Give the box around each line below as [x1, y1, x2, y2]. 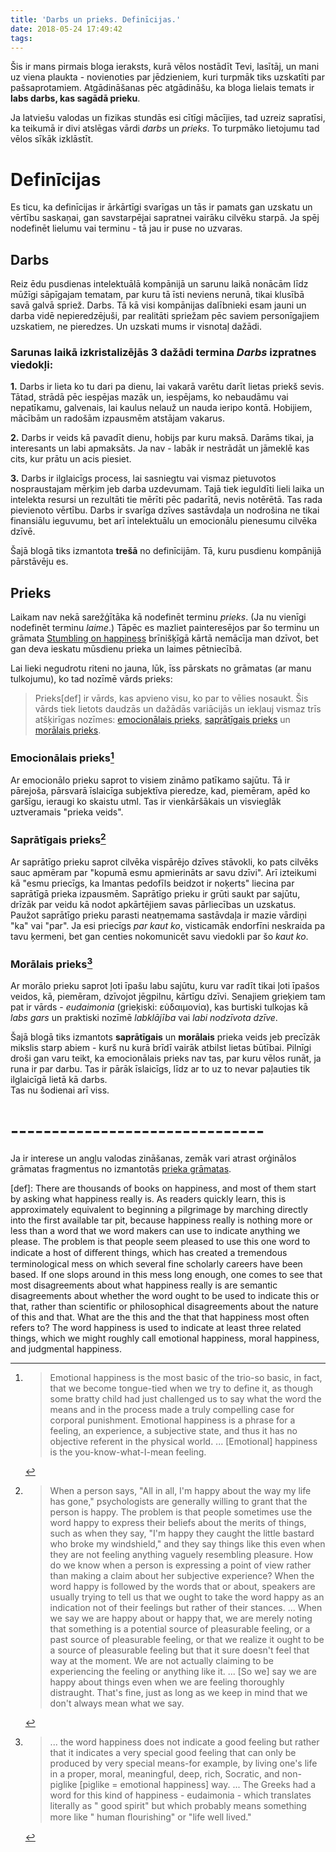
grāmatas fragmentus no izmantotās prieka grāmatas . [10, 1163, 232, 1175]
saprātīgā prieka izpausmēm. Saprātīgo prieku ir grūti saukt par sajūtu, [10, 887, 301, 900]
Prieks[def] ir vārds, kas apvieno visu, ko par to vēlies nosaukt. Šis [34, 692, 309, 705]
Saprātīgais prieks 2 [10, 831, 107, 847]
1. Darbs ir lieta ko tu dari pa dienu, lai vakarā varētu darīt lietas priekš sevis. [10, 381, 325, 393]
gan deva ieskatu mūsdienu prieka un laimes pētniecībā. [10, 643, 243, 655]
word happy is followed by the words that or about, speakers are [49, 1581, 316, 1593]
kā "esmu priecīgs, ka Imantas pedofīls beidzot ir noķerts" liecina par [10, 877, 295, 889]
